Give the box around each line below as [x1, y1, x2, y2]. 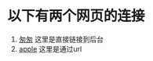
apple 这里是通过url [18, 44, 82, 53]
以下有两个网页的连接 [7, 7, 146, 25]
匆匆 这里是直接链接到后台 [18, 34, 104, 44]
